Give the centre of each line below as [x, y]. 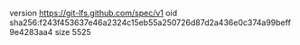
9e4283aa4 [31, 32]
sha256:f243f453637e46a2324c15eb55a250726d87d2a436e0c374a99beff [150, 22]
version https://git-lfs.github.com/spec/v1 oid [94, 13]
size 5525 [73, 32]
